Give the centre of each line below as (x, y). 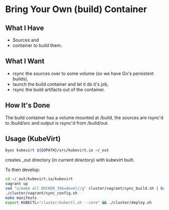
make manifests (21, 198)
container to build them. (37, 45)
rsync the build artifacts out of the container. (59, 89)
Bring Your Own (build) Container (76, 9)
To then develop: (23, 170)
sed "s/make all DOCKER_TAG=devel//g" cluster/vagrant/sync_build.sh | (82, 189)
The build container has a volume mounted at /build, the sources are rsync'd (84, 118)
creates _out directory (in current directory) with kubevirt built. (70, 160)
